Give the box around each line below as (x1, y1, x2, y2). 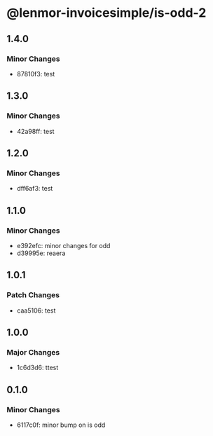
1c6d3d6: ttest (16, 363, 59, 372)
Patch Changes (6, 290, 60, 300)
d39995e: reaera (16, 249, 66, 257)
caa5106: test (16, 306, 56, 315)
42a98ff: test (16, 127, 55, 135)
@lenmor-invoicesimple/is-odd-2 (6, 5, 207, 21)
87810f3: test (16, 69, 55, 78)
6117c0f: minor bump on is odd (16, 421, 106, 429)
